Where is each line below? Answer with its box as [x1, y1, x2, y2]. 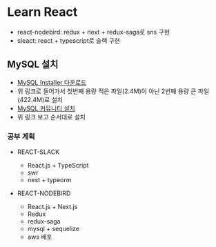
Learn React [7, 4, 78, 20]
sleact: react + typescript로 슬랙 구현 [17, 36, 121, 45]
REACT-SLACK [17, 148, 60, 156]
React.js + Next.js [27, 203, 78, 211]
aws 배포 [27, 233, 52, 241]
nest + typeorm [27, 176, 72, 184]
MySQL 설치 [7, 59, 59, 70]
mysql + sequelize [27, 225, 80, 233]
